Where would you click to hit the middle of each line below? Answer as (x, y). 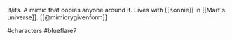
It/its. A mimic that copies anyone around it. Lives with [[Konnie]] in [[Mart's (116, 10)
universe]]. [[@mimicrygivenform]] (57, 17)
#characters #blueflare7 (42, 31)
